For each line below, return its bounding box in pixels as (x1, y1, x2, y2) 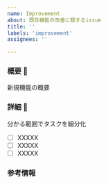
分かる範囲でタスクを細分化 (7, 119, 87, 128)
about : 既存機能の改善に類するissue (7, 17, 102, 24)
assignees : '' (7, 36, 48, 43)
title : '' (7, 23, 36, 30)
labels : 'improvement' (7, 29, 73, 37)
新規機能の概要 (7, 83, 50, 92)
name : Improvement (7, 10, 60, 17)
